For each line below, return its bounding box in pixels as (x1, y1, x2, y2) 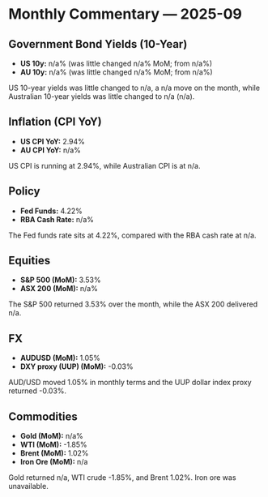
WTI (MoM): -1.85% (19, 439, 87, 450)
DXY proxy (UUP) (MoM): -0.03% (19, 362, 134, 371)
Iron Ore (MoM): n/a (19, 457, 88, 467)
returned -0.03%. (8, 386, 67, 396)
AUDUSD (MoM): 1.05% (19, 353, 101, 363)
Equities (8, 254, 51, 268)
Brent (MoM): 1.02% (19, 448, 89, 458)
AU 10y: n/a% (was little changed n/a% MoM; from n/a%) (19, 67, 213, 77)
